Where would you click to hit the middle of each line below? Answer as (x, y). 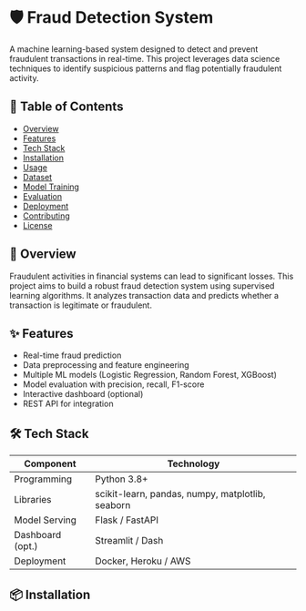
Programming (43, 479)
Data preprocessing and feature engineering (106, 365)
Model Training (51, 187)
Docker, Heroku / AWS (143, 561)
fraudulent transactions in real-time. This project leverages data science (145, 58)
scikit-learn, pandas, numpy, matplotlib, (180, 494)
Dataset (37, 177)
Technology (194, 463)
